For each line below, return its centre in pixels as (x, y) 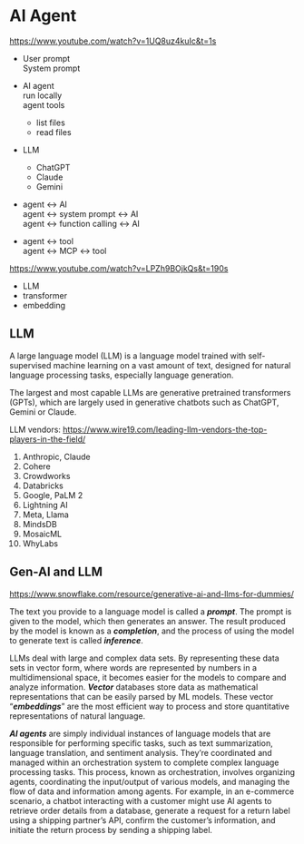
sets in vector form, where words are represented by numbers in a (133, 667)
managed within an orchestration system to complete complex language (144, 762)
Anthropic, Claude (56, 456)
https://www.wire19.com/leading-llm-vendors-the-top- (165, 429)
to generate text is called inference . (76, 640)
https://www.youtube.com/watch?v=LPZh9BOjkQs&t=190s (119, 268)
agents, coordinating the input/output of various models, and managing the (150, 781)
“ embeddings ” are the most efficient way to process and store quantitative (150, 706)
